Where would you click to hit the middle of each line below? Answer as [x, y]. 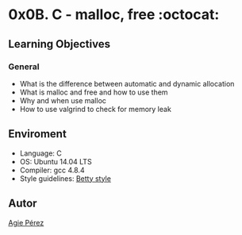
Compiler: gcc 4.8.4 [52, 170]
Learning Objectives [60, 44]
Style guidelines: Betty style [65, 178]
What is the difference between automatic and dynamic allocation [127, 83]
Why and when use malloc [63, 100]
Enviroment [38, 134]
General [24, 67]
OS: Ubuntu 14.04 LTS [56, 161]
